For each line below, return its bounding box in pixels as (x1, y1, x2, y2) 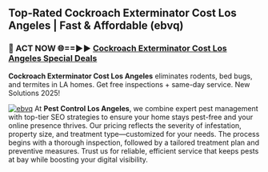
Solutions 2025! (8, 88, 61, 98)
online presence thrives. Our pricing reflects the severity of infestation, (8, 120, 242, 130)
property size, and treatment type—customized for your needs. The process (8, 129, 260, 138)
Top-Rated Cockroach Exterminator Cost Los (8, 6, 238, 20)
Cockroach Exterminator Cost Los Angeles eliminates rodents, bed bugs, (8, 71, 253, 81)
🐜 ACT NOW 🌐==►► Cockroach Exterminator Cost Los (8, 43, 227, 54)
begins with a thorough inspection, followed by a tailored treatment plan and (8, 138, 260, 147)
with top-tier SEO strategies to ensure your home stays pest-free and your (8, 112, 254, 122)
